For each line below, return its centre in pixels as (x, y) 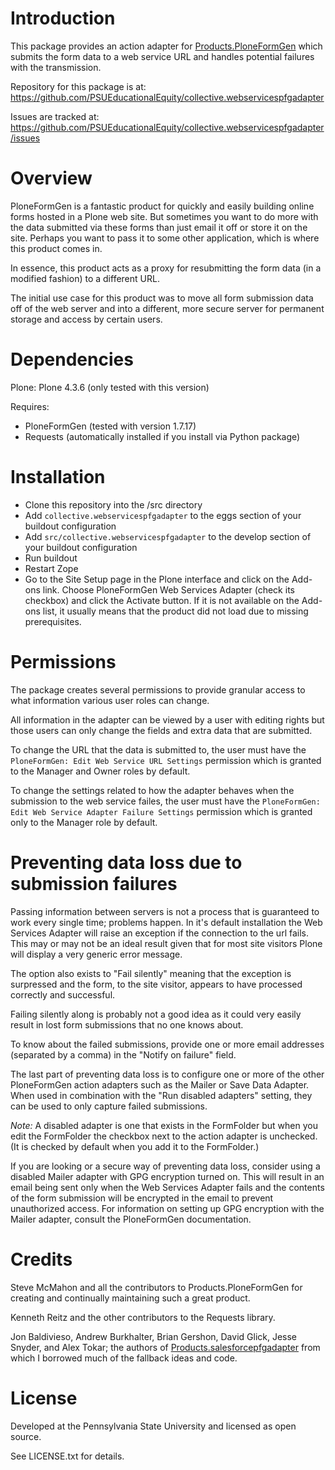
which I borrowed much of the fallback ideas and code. (124, 1358)
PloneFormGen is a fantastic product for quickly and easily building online (162, 206)
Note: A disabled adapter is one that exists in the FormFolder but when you (164, 1125)
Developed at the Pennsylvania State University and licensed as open (153, 1426)
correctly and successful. (63, 994)
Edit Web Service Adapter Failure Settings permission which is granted (161, 811)
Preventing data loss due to (126, 862)
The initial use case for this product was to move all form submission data (162, 298)
